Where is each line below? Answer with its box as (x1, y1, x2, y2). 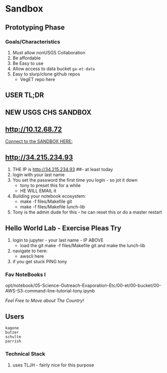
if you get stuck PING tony (12, 259, 67, 265)
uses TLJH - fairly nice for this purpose (12, 362, 95, 368)
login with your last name (12, 172, 65, 178)
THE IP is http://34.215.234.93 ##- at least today (12, 167, 113, 173)
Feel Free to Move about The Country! (5, 297, 85, 304)
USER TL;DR (5, 91, 44, 100)
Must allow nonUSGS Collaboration (12, 49, 86, 55)
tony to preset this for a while (20, 182, 81, 189)
